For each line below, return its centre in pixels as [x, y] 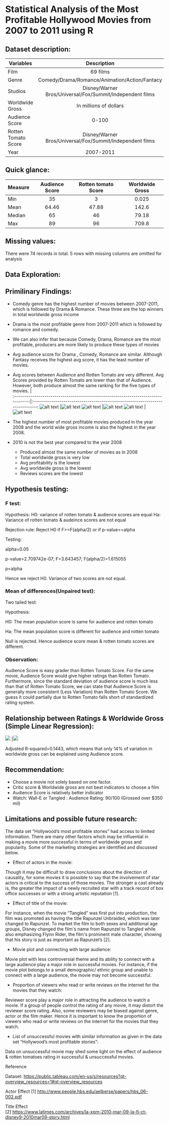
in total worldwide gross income [46, 314]
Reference [16, 1066]
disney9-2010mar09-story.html [37, 1117]
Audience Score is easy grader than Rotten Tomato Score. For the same [79, 671]
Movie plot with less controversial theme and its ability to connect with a [80, 959]
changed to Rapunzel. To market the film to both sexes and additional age [81, 923]
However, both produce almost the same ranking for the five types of [84, 385]
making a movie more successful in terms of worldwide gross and [73, 842]
